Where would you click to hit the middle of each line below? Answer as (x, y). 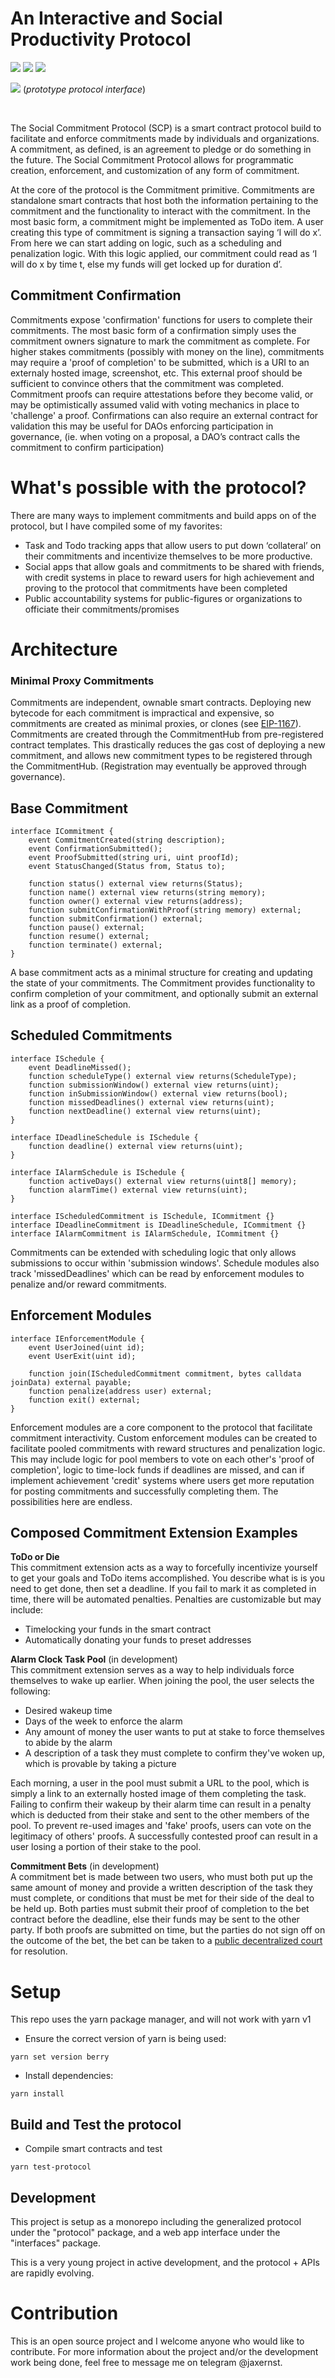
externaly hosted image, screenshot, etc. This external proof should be (156, 373)
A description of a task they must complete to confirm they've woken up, (175, 1753)
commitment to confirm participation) (87, 447)
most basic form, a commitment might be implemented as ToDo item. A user (167, 221)
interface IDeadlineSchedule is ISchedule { (104, 1137)
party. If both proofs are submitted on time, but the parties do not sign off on (168, 1930)
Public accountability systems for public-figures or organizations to (163, 598)
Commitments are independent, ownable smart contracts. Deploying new (161, 703)
